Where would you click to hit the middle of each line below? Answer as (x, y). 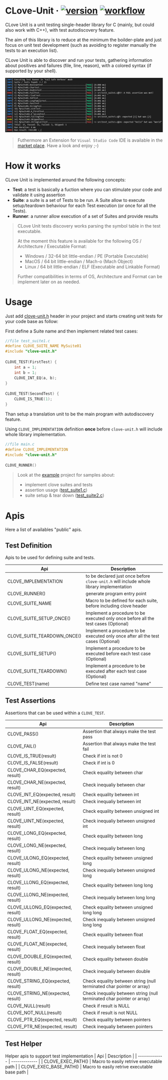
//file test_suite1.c (28, 341)
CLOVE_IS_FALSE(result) (33, 763)
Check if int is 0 (98, 763)
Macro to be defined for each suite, (122, 601)
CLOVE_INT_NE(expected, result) (41, 802)
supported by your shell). (31, 71)
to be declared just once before (118, 576)
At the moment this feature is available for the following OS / (79, 241)
